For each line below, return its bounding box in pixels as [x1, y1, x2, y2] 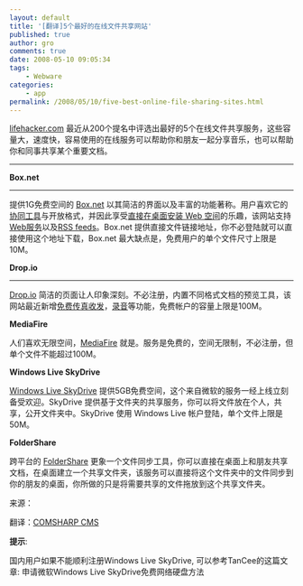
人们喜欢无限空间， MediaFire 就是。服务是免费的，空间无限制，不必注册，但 [9, 338, 294, 349]
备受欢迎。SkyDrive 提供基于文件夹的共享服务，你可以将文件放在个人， [9, 396, 275, 407]
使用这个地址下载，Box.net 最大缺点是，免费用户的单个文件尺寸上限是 [16, 233, 277, 244]
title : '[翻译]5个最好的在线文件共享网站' [9, 22, 152, 31]
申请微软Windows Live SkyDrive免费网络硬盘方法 [21, 566, 205, 578]
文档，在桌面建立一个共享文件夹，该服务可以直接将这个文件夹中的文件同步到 [9, 467, 294, 479]
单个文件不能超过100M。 [9, 349, 102, 359]
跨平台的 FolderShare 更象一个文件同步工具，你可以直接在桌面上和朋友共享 [9, 456, 289, 467]
